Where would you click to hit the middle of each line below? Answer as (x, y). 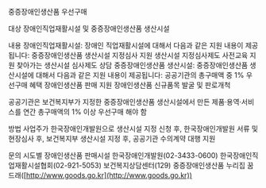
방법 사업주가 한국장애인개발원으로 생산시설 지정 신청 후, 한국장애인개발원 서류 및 (133, 129)
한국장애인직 (239, 155)
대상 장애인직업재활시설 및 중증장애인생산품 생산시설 (89, 29)
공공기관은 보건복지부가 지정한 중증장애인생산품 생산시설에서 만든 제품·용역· (125, 102)
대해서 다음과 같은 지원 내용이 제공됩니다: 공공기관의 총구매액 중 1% (140, 75)
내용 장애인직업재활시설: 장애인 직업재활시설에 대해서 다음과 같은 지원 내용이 (126, 45)
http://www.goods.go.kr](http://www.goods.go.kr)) (109, 175)
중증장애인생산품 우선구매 (48, 12)
